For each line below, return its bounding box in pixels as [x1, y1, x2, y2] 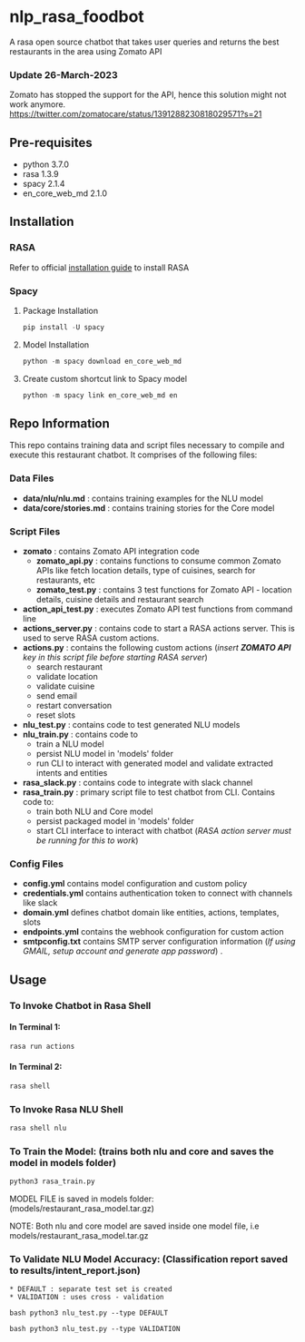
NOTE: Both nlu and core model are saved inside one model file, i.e [9, 1220, 260, 1231]
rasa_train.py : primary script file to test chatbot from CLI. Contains [22, 787, 275, 798]
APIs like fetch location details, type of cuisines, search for [35, 565, 256, 576]
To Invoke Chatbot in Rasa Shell [9, 999, 152, 1012]
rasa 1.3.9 [22, 169, 59, 180]
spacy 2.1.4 [22, 179, 65, 190]
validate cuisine [35, 681, 95, 691]
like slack [22, 897, 58, 908]
